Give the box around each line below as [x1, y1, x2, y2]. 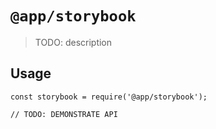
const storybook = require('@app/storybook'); [10, 92, 208, 102]
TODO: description [34, 36, 113, 48]
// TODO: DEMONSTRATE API [10, 109, 118, 119]
